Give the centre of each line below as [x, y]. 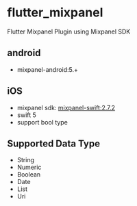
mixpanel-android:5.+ [48, 69]
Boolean [29, 175]
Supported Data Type [54, 143]
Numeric [29, 167]
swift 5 [26, 115]
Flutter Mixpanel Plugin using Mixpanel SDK [69, 31]
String [26, 160]
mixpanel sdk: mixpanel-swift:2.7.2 [66, 107]
